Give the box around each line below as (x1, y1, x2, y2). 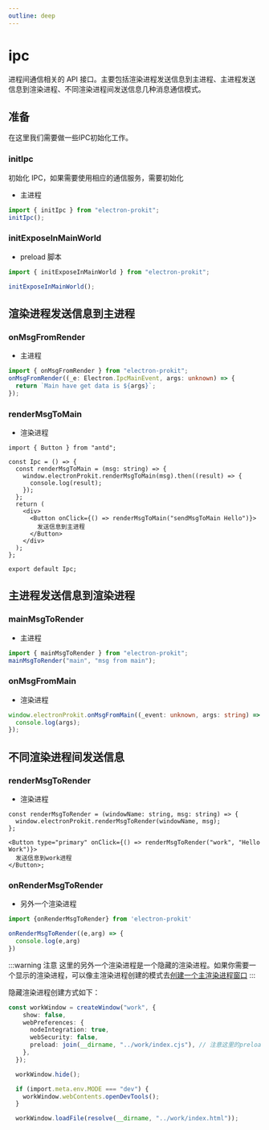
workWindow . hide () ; (15, 1070, 81, 1078)
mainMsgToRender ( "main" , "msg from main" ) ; (8, 656, 157, 664)
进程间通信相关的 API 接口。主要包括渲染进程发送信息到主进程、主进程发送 (8, 74, 256, 84)
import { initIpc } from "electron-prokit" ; (8, 206, 160, 214)
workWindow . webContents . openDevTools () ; (22, 1092, 160, 1100)
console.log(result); (29, 478, 103, 487)
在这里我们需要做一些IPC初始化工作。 (8, 133, 132, 143)
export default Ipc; (8, 565, 78, 573)
